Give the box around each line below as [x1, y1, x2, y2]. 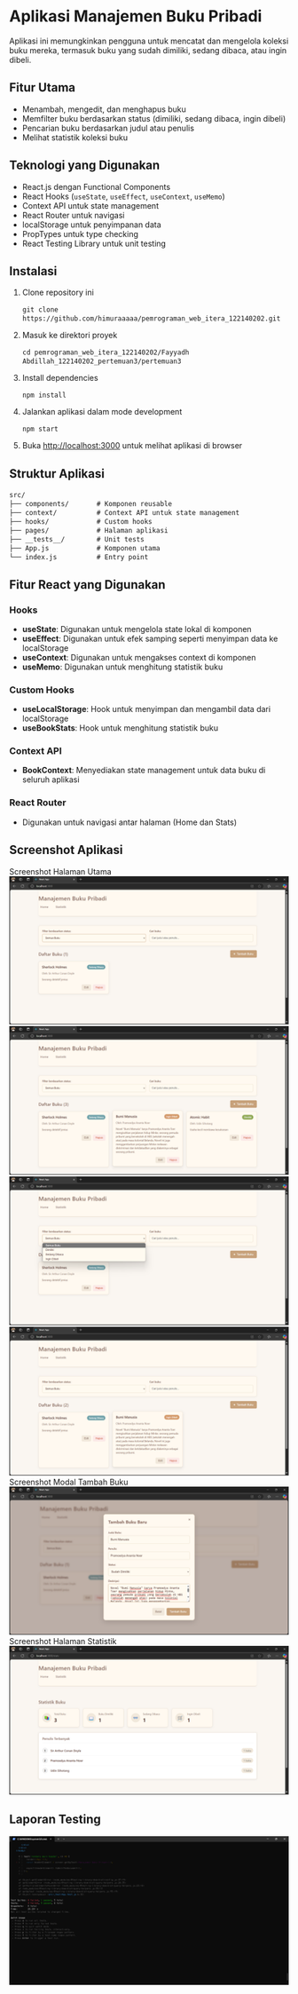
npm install [21, 391, 67, 400]
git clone [21, 305, 59, 314]
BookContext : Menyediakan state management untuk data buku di [21, 765, 266, 776]
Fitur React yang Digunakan [9, 577, 166, 592]
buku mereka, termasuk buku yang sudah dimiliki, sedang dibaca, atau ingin [9, 44, 287, 55]
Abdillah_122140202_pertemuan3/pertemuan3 [21, 357, 182, 366]
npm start [21, 424, 59, 434]
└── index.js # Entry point [9, 553, 149, 562]
